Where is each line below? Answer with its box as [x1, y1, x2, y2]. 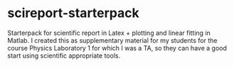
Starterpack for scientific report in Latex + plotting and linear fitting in [7, 29, 211, 37]
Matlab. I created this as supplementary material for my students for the [7, 36, 218, 44]
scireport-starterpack [7, 5, 140, 21]
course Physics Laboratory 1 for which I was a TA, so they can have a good [7, 43, 228, 52]
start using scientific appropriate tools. [7, 51, 121, 60]
